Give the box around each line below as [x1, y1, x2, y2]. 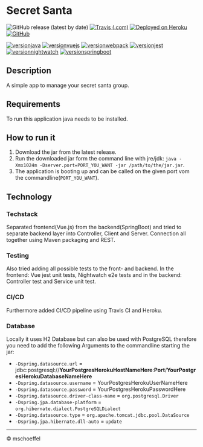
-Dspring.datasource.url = [14, 360, 83, 367]
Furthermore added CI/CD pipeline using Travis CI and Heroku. [6, 306, 163, 314]
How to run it [6, 132, 56, 142]
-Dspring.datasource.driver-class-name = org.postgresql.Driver [14, 392, 179, 399]
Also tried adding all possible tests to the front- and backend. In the [6, 265, 174, 272]
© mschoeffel [6, 435, 41, 442]
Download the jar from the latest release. [14, 148, 117, 156]
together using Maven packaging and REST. [6, 236, 116, 244]
